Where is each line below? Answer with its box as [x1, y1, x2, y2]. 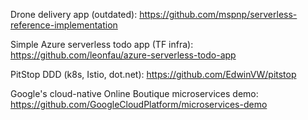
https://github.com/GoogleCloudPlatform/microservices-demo [10, 99, 268, 110]
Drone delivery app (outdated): [10, 9, 138, 20]
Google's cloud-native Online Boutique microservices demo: [10, 88, 259, 99]
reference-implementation [10, 19, 118, 31]
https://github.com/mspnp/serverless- [139, 9, 298, 20]
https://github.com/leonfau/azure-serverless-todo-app [10, 49, 237, 61]
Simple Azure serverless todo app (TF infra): [10, 39, 194, 50]
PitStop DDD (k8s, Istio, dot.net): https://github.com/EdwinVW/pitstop [10, 69, 297, 80]
